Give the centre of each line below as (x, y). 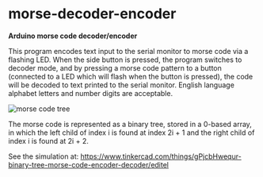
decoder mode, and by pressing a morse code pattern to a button (115, 67)
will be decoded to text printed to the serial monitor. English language (122, 85)
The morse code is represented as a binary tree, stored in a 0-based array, (130, 124)
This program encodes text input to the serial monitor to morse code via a (128, 51)
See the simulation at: (44, 156)
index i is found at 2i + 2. (48, 140)
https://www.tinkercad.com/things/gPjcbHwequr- (161, 156)
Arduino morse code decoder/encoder (73, 36)
